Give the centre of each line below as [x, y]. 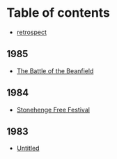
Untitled [28, 149]
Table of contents [58, 13]
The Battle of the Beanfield [55, 70]
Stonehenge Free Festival [53, 109]
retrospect [31, 32]
